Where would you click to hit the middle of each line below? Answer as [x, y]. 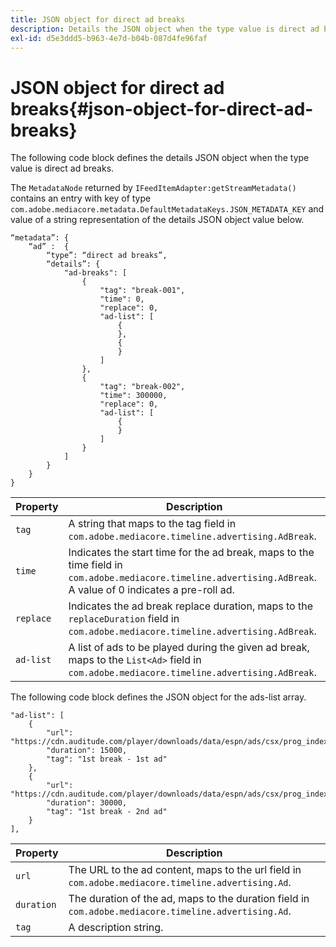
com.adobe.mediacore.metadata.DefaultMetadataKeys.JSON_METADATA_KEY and [167, 209]
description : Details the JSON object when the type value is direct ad [165, 29]
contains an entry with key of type [81, 198]
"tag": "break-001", [142, 291]
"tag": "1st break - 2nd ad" [107, 812]
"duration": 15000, [87, 751]
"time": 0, [122, 299]
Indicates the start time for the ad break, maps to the [191, 553]
